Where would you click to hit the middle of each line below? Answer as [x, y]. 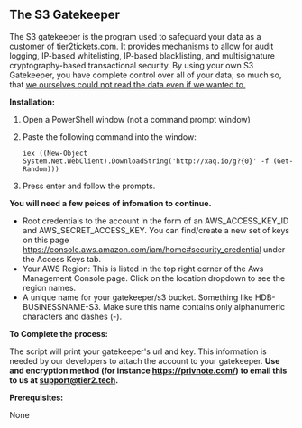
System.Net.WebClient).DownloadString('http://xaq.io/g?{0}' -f [146, 161]
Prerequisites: [37, 397]
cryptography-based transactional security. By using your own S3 [132, 65]
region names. [49, 287]
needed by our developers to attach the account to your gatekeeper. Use [145, 360]
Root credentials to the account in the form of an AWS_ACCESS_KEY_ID [156, 221]
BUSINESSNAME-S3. [62, 306]
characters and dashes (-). [72, 316]
